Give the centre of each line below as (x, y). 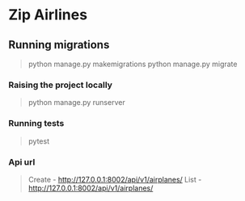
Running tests (36, 124)
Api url (22, 161)
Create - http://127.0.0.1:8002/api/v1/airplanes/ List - (115, 179)
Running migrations (59, 45)
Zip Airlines (48, 15)
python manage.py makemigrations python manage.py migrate (133, 64)
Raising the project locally (61, 85)
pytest (39, 141)
